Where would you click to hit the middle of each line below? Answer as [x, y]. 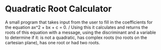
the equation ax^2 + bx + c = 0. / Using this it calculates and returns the [76, 27]
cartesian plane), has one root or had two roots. [53, 42]
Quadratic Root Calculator [58, 9]
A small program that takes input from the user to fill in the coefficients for [79, 22]
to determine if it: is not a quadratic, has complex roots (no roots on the [76, 37]
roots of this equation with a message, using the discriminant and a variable [80, 32]
